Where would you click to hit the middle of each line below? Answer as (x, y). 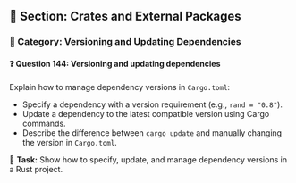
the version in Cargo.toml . (70, 142)
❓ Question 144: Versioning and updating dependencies (115, 63)
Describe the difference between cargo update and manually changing (152, 133)
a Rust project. (36, 169)
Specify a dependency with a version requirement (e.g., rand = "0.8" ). (152, 104)
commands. (44, 123)
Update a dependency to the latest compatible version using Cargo (146, 113)
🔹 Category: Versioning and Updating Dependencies (125, 42)
